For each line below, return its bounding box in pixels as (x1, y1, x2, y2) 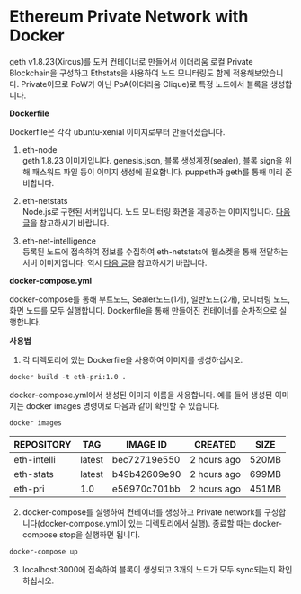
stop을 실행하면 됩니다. (58, 528, 141, 540)
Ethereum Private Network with (9, 6, 249, 27)
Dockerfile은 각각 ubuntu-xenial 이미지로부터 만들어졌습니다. (9, 126, 226, 137)
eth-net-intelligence (22, 235, 97, 246)
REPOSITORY (13, 438, 72, 450)
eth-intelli (13, 453, 56, 465)
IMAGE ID (125, 438, 168, 450)
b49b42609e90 (111, 467, 181, 480)
